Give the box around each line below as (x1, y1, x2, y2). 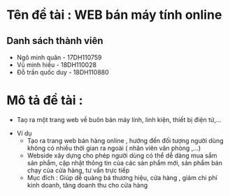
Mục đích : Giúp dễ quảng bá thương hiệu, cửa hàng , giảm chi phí (27, 173, 217, 181)
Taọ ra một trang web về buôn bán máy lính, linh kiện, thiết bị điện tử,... (16, 115, 222, 123)
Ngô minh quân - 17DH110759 (16, 53, 102, 61)
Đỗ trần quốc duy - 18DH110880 (16, 68, 109, 76)
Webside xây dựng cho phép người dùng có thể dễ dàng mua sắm (27, 151, 217, 160)
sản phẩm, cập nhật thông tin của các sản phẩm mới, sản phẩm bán (27, 158, 223, 167)
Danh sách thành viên (6, 35, 103, 47)
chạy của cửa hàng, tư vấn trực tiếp (27, 166, 130, 174)
